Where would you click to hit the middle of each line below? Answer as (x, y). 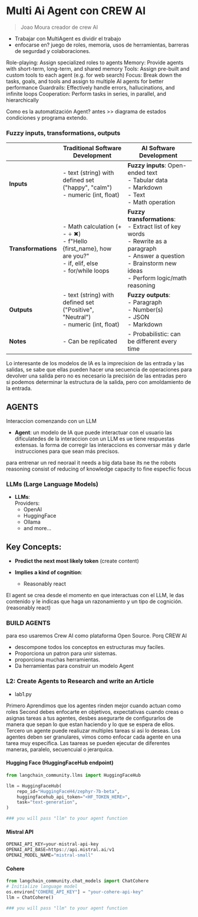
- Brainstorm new (152, 263)
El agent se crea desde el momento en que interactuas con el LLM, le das (95, 595)
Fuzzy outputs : (149, 295)
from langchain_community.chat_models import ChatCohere (77, 881)
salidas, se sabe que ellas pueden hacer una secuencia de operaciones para (99, 370)
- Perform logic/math (157, 278)
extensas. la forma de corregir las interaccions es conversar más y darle (102, 445)
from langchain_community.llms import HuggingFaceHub (74, 775)
